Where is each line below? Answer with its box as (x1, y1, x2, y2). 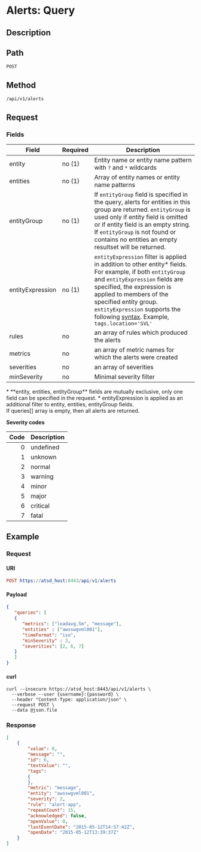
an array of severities (94, 362, 154, 371)
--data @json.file (11, 707, 58, 713)
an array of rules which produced (94, 328, 188, 337)
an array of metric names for (94, 346, 175, 354)
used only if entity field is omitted (94, 212, 188, 221)
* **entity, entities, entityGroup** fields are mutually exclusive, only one (6, 388, 184, 395)
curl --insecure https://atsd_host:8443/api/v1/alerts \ (6, 686, 151, 692)
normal (31, 463, 51, 471)
